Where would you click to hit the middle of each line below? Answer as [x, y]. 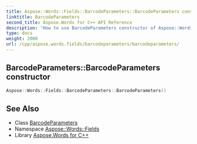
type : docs [19, 33]
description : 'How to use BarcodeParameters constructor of [81, 28]
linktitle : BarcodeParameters [43, 17]
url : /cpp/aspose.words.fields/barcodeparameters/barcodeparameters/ [93, 44]
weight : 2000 [22, 39]
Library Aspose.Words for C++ [52, 135]
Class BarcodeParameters [46, 123]
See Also [23, 109]
